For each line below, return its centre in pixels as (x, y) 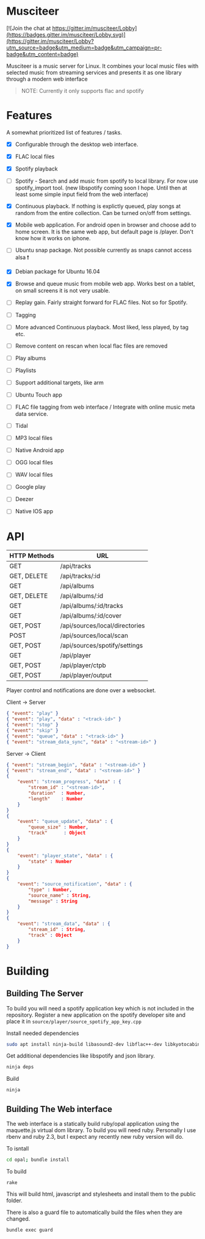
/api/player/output (86, 675)
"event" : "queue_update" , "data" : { (65, 822)
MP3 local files (34, 438)
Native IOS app (34, 511)
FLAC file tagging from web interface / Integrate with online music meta (105, 407)
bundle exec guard (30, 1230)
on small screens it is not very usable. (63, 291)
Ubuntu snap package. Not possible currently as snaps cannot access (103, 250)
